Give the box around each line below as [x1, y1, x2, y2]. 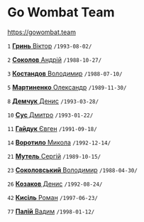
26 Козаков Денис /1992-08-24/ [7, 179, 103, 188]
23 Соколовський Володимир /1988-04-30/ [7, 165, 138, 174]
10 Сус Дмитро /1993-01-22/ [7, 110, 94, 119]
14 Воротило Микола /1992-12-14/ [7, 138, 111, 147]
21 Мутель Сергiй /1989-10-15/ [7, 152, 101, 160]
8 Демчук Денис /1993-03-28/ [7, 97, 99, 105]
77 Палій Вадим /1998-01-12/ [7, 207, 95, 216]
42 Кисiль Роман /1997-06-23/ [7, 193, 98, 201]
